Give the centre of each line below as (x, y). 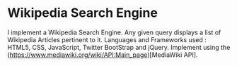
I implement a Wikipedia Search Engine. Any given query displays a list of (114, 32)
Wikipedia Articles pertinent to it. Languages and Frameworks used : (107, 39)
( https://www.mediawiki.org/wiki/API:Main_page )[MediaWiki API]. (103, 55)
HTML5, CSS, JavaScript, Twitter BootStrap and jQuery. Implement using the (119, 47)
